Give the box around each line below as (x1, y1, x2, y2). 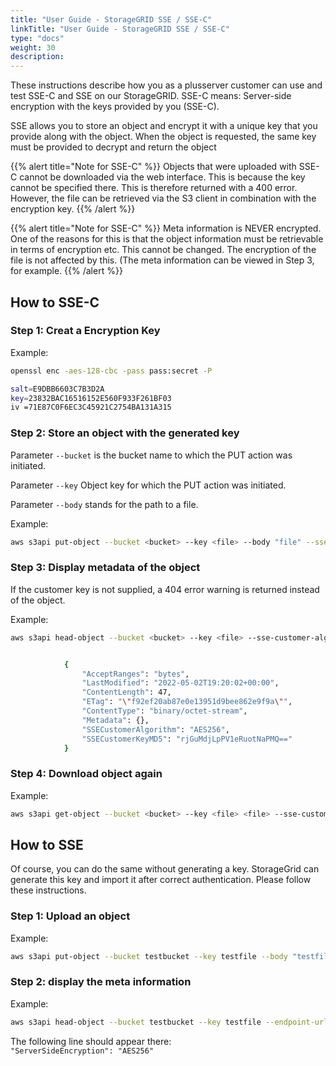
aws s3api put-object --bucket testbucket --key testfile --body (10, 951, 288, 961)
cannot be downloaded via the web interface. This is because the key (19, 171, 306, 183)
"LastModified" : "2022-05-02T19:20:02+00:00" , (81, 678, 280, 688)
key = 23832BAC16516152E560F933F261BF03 (10, 393, 172, 403)
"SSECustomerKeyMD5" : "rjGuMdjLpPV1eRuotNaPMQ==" (81, 734, 293, 744)
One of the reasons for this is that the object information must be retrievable (10, 233, 324, 245)
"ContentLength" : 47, (81, 687, 172, 698)
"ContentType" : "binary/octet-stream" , (81, 706, 248, 716)
